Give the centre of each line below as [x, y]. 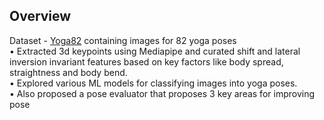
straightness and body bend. [68, 72]
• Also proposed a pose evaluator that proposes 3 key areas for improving [162, 93]
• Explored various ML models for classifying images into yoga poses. [153, 83]
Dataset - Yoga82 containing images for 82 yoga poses [123, 40]
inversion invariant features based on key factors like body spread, [146, 61]
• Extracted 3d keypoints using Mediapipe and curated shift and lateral [155, 51]
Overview [40, 16]
